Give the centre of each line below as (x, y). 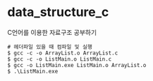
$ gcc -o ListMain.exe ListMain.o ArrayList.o (77, 65)
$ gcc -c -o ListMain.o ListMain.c (60, 59)
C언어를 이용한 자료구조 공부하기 (52, 32)
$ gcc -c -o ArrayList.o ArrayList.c (63, 53)
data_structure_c (58, 12)
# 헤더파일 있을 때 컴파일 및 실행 (50, 47)
